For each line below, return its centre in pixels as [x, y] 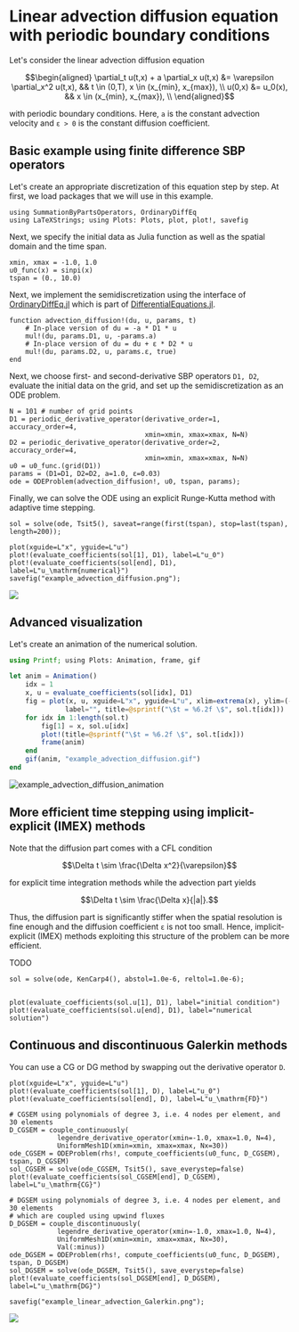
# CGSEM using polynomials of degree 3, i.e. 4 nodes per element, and [145, 1114]
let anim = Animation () [53, 676]
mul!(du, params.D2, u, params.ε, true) [101, 351]
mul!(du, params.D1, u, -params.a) [91, 336]
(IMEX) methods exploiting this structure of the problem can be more [163, 936]
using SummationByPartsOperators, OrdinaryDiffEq [103, 212]
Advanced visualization [76, 623]
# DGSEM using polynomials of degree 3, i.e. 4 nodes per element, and [145, 1200]
